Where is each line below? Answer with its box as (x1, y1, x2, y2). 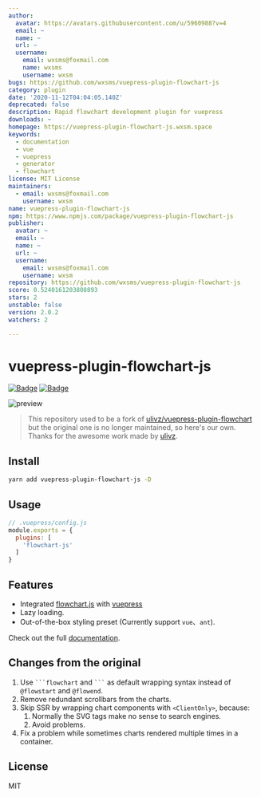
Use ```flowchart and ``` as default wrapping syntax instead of (19, 677, 231, 687)
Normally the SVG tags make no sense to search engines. (31, 711, 222, 720)
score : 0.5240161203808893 (8, 286, 98, 294)
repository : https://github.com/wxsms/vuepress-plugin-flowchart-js (8, 278, 241, 287)
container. (19, 736, 53, 746)
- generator (15, 160, 56, 168)
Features (8, 578, 53, 591)
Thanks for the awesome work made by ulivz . (27, 432, 178, 441)
